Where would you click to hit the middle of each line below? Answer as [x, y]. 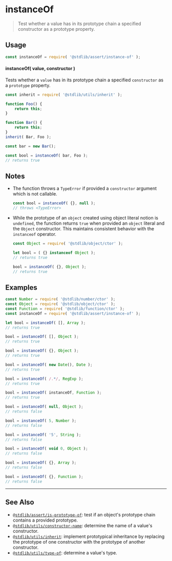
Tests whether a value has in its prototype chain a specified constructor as [84, 80]
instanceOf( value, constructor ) [40, 69]
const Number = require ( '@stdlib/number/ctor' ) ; [60, 299]
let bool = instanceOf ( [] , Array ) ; [46, 323]
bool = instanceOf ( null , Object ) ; [44, 407]
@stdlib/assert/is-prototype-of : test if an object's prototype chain [84, 514]
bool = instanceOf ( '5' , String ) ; [43, 435]
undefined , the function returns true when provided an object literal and [89, 223]
